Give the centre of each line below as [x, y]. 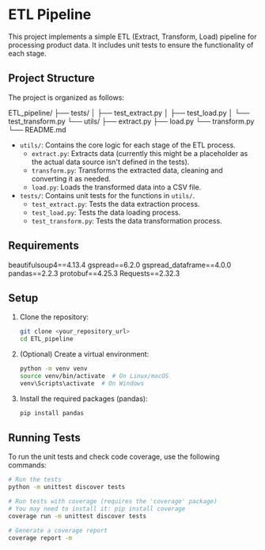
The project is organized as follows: [66, 97]
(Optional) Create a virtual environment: [84, 354]
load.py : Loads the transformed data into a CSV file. [116, 187]
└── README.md [37, 129]
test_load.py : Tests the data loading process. [106, 212]
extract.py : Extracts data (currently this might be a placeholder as [140, 153]
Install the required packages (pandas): [83, 399]
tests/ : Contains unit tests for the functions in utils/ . [107, 195]
